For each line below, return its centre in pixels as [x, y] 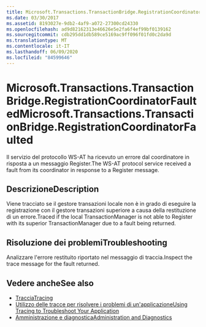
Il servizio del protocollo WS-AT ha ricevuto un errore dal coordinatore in [98, 157]
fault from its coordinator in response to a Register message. [83, 170]
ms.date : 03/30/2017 [33, 18]
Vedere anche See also [50, 283]
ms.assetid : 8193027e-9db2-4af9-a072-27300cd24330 [72, 23]
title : [15, 12]
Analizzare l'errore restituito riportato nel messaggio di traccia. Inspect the [100, 257]
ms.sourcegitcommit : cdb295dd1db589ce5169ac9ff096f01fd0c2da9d [89, 35]
